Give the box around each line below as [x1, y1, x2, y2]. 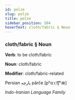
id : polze [5, 7, 25, 12]
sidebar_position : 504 [5, 20, 51, 26]
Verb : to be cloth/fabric [5, 52, 52, 58]
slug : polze [5, 12, 29, 16]
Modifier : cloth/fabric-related [5, 71, 64, 76]
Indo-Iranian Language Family [5, 89, 66, 95]
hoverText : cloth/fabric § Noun [5, 25, 70, 30]
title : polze [5, 16, 31, 21]
